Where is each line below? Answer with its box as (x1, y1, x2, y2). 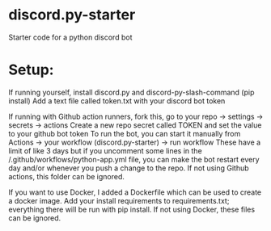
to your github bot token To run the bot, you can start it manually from (8, 128, 241, 138)
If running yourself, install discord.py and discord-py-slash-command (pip (8, 87, 255, 97)
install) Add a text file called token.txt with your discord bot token (8, 95, 226, 106)
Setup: (8, 61, 54, 79)
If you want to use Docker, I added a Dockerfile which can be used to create (8, 187, 262, 197)
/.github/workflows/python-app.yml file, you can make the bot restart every (8, 154, 260, 164)
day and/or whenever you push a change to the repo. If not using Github (8, 163, 249, 173)
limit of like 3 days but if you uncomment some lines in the (8, 145, 202, 155)
